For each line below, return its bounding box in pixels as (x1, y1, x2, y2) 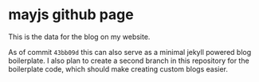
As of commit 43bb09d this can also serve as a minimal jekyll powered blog (8, 47, 252, 57)
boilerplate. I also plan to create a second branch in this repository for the (8, 56, 249, 65)
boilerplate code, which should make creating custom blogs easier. (8, 64, 229, 73)
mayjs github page (8, 6, 134, 24)
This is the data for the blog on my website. (8, 32, 151, 41)
